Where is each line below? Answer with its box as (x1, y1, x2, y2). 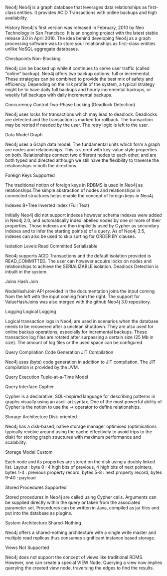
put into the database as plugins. (5, 510, 72, 516)
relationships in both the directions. (5, 163, 78, 168)
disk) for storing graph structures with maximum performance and (5, 434, 141, 440)
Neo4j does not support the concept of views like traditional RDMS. (5, 554, 144, 560)
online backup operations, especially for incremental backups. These (5, 329, 147, 335)
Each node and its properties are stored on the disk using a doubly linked (5, 459, 156, 465)
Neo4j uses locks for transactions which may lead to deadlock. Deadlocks (5, 111, 158, 117)
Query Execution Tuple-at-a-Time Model (5, 374, 88, 380)
